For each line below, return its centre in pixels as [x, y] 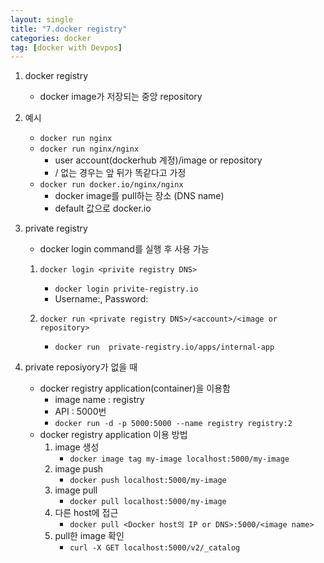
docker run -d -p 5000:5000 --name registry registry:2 [173, 424]
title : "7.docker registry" [69, 29]
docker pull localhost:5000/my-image [148, 502]
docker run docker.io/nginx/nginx [111, 185]
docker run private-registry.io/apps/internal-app [164, 347]
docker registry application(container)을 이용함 [135, 388]
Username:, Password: [101, 299]
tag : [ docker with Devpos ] [66, 47]
